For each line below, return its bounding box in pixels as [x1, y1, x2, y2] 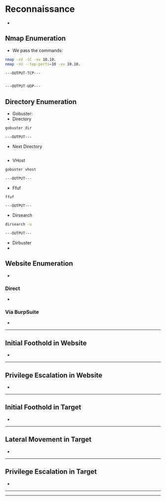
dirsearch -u [5, 222, 32, 227]
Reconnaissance [5, 3, 75, 15]
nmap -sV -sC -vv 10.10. [5, 57, 56, 62]
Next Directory [12, 143, 42, 149]
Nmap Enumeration [5, 34, 66, 43]
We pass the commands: [12, 47, 63, 53]
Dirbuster [12, 240, 32, 246]
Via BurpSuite [5, 309, 40, 316]
